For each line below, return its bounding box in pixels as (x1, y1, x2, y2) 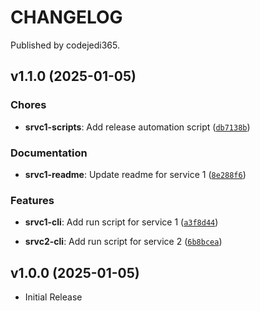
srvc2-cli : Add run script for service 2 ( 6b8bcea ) (24, 236, 223, 248)
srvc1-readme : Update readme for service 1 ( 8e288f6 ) (24, 168, 247, 180)
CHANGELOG (10, 6, 123, 29)
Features (10, 193, 55, 207)
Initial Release (24, 291, 83, 303)
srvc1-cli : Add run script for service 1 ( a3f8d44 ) (24, 216, 219, 228)
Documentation (10, 146, 88, 160)
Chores (10, 98, 47, 112)
